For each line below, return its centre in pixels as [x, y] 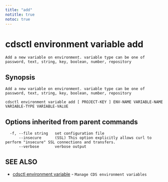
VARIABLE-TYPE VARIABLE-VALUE [37, 107]
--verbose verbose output [52, 146]
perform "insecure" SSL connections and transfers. [60, 142]
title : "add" [19, 10]
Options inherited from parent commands [72, 122]
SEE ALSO [21, 162]
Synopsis [20, 77]
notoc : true [18, 19]
